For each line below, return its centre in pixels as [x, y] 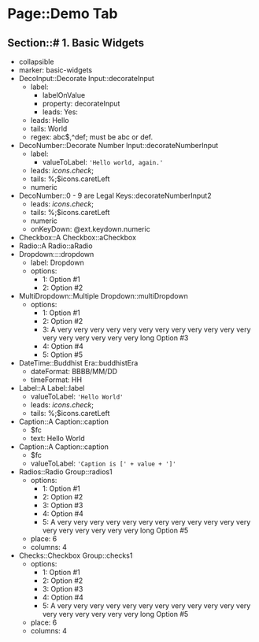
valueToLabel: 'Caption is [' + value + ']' [103, 463]
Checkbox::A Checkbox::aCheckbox [78, 238]
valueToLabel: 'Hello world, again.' [103, 162]
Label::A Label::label [52, 388]
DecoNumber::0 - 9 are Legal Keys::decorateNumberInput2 [115, 195]
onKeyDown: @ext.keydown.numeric [90, 229]
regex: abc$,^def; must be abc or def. [92, 137]
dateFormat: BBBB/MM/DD [74, 371]
